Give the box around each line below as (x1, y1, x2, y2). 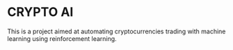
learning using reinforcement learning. (7, 34, 117, 42)
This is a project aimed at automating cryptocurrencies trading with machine (7, 27, 226, 35)
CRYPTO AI (7, 4, 74, 20)
